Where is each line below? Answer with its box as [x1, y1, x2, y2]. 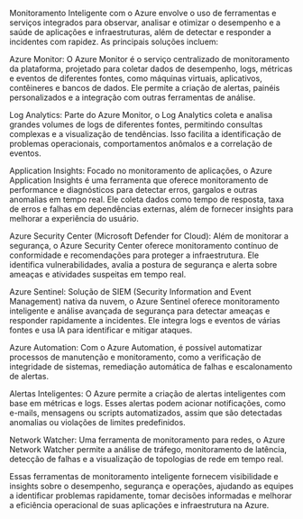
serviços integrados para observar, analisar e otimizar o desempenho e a [9, 17, 281, 28]
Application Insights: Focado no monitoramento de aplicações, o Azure [9, 166, 273, 176]
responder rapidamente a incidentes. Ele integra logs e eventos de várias [9, 315, 281, 325]
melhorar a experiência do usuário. [9, 214, 140, 223]
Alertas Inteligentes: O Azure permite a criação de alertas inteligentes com [9, 388, 286, 399]
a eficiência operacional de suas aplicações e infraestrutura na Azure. [9, 500, 270, 510]
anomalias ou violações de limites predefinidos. [9, 417, 187, 427]
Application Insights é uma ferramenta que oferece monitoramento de [9, 175, 269, 186]
